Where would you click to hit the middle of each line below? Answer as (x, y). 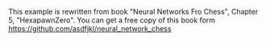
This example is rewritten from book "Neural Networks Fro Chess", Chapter (133, 12)
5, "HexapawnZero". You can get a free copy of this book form (112, 20)
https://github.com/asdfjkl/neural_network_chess (90, 29)
